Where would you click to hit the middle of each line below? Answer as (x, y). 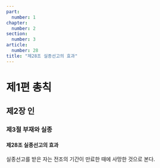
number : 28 (25, 51)
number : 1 (23, 17)
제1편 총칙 (29, 87)
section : (17, 34)
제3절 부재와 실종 (29, 130)
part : (13, 12)
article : (17, 45)
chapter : (17, 23)
